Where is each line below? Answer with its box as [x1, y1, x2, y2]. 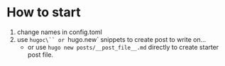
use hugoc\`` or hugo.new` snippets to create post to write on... [16, 35, 207, 43]
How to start [6, 4, 81, 21]
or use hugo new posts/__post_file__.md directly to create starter [27, 43, 219, 51]
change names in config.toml [16, 28, 102, 36]
